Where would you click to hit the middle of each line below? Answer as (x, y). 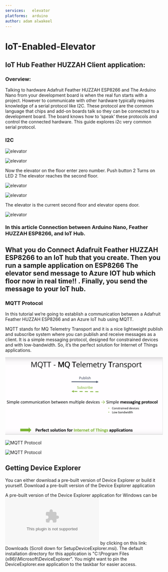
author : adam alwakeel (29, 21)
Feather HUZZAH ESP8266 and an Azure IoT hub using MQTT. (69, 319)
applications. (18, 350)
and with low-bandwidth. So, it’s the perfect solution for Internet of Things (81, 345)
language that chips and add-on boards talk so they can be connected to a (82, 111)
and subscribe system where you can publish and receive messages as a (80, 334)
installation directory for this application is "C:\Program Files (67, 553)
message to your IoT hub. (45, 289)
